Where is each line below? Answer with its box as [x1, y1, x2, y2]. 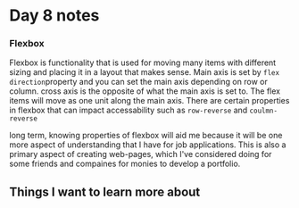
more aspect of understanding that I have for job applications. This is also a [9, 139, 287, 150]
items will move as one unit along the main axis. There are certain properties [9, 96, 290, 106]
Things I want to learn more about [9, 184, 201, 199]
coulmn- [249, 106, 278, 116]
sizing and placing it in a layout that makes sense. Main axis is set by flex [9, 67, 279, 78]
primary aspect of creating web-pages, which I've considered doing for [9, 149, 272, 160]
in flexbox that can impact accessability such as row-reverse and [9, 104, 248, 116]
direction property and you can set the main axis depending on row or [9, 77, 268, 87]
